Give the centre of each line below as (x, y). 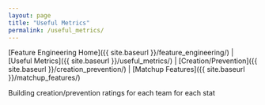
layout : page (30, 15)
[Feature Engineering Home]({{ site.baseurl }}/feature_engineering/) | (121, 53)
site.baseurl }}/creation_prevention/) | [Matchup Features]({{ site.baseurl (127, 69)
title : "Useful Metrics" (49, 23)
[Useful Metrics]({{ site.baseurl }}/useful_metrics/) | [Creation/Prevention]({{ (133, 61)
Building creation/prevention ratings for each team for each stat (112, 93)
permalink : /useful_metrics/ (56, 30)
